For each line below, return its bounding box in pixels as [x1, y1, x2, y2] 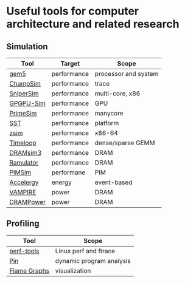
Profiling [6, 219, 40, 229]
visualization [55, 266, 91, 274]
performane [51, 168, 86, 177]
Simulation [6, 41, 48, 52]
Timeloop [9, 138, 37, 147]
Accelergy [9, 178, 39, 186]
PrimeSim [9, 109, 37, 117]
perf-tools [9, 247, 40, 255]
